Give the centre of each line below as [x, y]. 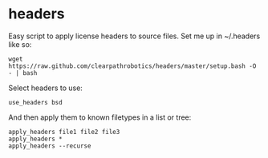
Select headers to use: [45, 88]
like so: [20, 44]
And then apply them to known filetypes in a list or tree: [100, 117]
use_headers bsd [35, 102]
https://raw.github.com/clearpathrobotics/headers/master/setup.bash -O [132, 66]
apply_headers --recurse [50, 146]
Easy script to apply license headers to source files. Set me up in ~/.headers [134, 36]
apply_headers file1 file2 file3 [64, 132]
